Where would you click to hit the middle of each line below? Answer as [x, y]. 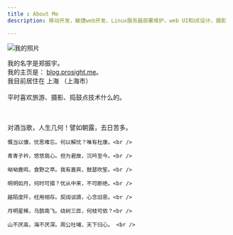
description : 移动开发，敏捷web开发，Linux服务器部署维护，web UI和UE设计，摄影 [117, 21]
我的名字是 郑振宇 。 [36, 63]
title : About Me [33, 14]
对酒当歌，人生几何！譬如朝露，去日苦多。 [70, 127]
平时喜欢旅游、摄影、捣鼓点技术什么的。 [66, 97]
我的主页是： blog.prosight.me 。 [55, 72]
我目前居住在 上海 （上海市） [50, 81]
